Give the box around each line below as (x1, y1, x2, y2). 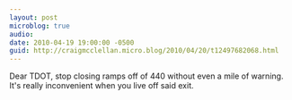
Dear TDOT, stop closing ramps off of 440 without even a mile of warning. (9, 71, 284, 81)
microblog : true (9, 21, 70, 30)
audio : (9, 29, 34, 38)
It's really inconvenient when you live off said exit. (9, 80, 194, 91)
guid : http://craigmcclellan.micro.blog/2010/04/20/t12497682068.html (9, 46, 279, 55)
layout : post (9, 12, 58, 22)
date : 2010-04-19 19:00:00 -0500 (9, 37, 135, 47)
